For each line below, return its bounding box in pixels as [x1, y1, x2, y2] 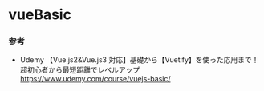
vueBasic [8, 6, 72, 24]
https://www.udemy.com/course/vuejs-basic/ [19, 74, 171, 84]
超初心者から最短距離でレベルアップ [19, 65, 140, 75]
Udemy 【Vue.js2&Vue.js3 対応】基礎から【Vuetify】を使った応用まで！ [19, 55, 259, 65]
